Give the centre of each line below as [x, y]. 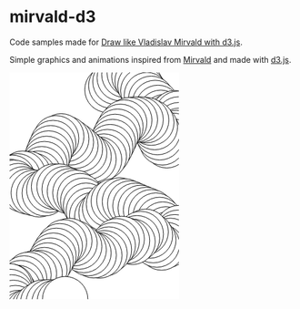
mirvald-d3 [53, 17]
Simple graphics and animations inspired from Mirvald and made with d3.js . [150, 59]
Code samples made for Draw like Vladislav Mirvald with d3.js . [126, 42]
